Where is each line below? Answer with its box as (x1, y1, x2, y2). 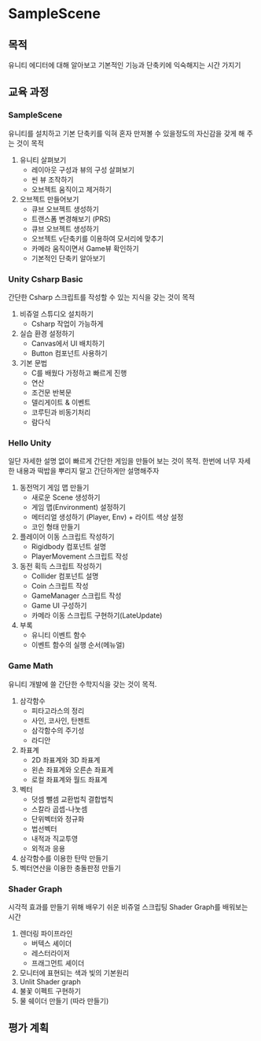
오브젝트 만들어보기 (19, 194, 79, 204)
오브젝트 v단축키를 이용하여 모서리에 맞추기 (31, 234, 164, 243)
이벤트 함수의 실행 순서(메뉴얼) (31, 640, 126, 650)
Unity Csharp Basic (8, 273, 84, 284)
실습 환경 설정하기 (19, 328, 75, 338)
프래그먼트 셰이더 (31, 958, 85, 968)
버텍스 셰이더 (31, 938, 72, 948)
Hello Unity (8, 437, 52, 449)
